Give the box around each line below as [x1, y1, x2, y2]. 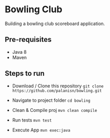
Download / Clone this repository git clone [12, 83, 104, 89]
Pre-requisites [5, 35, 52, 44]
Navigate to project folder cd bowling [12, 97, 91, 103]
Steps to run [5, 69, 45, 78]
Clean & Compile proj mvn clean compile [12, 107, 98, 113]
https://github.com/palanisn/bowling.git [12, 88, 102, 93]
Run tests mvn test [12, 117, 52, 123]
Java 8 [12, 49, 27, 55]
